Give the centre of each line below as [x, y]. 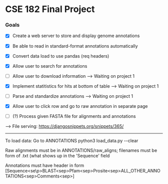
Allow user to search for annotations [50, 66]
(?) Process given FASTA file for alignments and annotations [74, 116]
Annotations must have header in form [45, 165]
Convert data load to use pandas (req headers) [61, 56]
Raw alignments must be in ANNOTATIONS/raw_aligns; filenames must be [81, 150]
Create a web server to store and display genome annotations [76, 36]
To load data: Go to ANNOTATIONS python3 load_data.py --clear [72, 141]
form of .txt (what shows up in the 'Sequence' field [57, 156]
